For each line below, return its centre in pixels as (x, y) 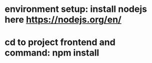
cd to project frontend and (60, 42)
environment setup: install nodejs (76, 9)
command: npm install (52, 53)
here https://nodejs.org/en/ (63, 20)
